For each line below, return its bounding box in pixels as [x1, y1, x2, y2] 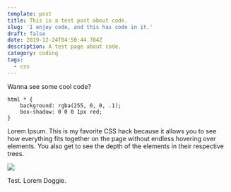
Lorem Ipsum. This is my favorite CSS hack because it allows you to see [7, 126, 217, 135]
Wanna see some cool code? [7, 82, 92, 90]
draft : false [7, 30, 46, 37]
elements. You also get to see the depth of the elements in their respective [7, 142, 224, 150]
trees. [7, 149, 25, 157]
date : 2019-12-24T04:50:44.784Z [7, 37, 102, 44]
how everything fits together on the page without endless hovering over [7, 134, 217, 143]
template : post [7, 10, 52, 18]
